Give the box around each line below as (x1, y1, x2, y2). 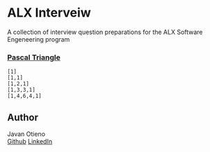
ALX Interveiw (7, 5, 92, 21)
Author (7, 111, 38, 123)
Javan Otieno (7, 130, 46, 138)
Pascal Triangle (7, 52, 60, 62)
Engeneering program (7, 35, 70, 43)
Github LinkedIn (7, 137, 53, 146)
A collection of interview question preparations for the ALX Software (7, 28, 203, 36)
